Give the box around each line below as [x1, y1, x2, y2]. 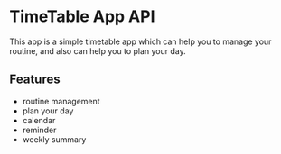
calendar [22, 114, 56, 125]
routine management [22, 95, 101, 106]
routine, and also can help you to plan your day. [9, 45, 187, 56]
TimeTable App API [9, 6, 155, 27]
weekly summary [22, 133, 87, 145]
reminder [22, 124, 57, 135]
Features [9, 72, 61, 87]
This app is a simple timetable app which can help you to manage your [9, 36, 272, 47]
